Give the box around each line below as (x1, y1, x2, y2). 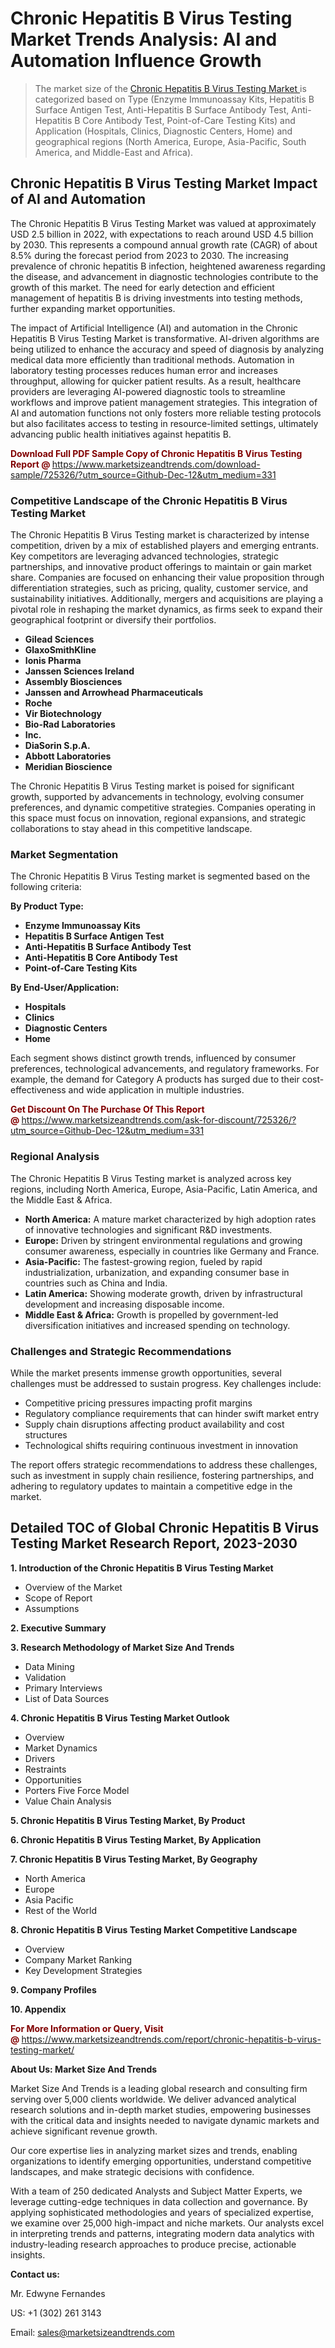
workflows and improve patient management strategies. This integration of (10, 396, 318, 408)
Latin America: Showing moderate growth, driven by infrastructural (24, 1287, 303, 1299)
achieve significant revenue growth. (10, 2125, 158, 2137)
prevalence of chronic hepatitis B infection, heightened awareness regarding (10, 260, 326, 272)
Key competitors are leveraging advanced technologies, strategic (10, 550, 279, 562)
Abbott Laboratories (24, 750, 112, 762)
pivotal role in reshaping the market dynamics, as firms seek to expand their (10, 603, 323, 616)
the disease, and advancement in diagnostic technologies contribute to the (10, 270, 319, 282)
